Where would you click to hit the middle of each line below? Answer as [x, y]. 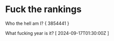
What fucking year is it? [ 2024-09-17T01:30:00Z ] [57, 33]
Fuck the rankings [43, 9]
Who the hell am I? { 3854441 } [37, 23]
